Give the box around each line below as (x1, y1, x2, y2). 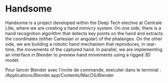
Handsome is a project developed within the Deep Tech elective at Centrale (5, 20, 162, 26)
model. (5, 57, 20, 63)
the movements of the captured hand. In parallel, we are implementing (17, 46, 163, 52)
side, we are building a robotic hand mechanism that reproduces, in (5, 41, 145, 47)
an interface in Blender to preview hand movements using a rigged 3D (5, 51, 151, 58)
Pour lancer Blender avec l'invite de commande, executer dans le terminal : (5, 66, 161, 73)
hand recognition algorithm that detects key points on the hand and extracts (5, 30, 163, 36)
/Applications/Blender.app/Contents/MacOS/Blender (5, 72, 115, 78)
